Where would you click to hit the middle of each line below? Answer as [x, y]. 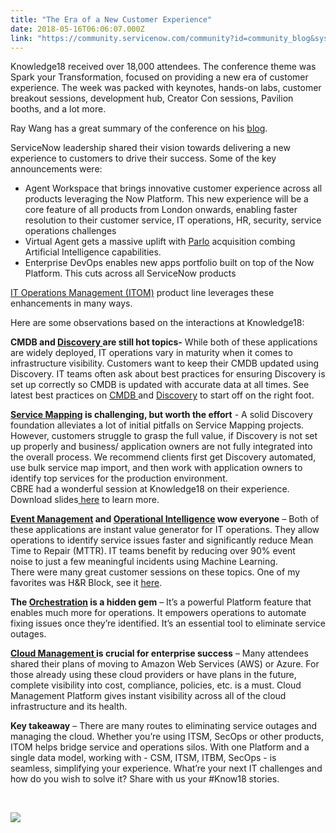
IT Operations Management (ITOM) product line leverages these [142, 293]
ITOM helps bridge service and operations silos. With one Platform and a [160, 747]
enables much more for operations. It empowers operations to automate [158, 613]
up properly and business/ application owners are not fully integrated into [161, 447]
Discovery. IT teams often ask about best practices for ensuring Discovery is [168, 374]
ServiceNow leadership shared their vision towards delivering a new [150, 148]
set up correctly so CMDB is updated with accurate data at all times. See [160, 385]
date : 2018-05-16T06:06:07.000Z [77, 29]
